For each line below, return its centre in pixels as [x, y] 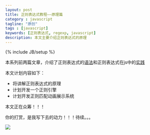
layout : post [19, 10]
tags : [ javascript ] [27, 28]
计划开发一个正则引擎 [34, 89]
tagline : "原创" [21, 24]
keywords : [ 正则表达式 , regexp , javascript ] [51, 33]
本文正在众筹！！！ [25, 106]
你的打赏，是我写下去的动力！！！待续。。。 [49, 117]
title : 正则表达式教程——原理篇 [34, 14]
